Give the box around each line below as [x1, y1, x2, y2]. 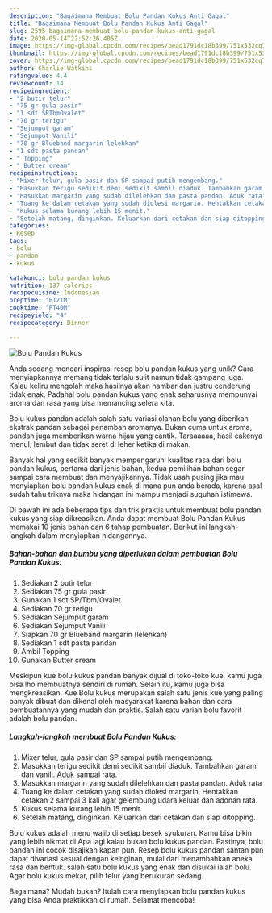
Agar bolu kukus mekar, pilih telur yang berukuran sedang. [9, 870, 204, 880]
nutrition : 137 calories [9, 281, 93, 290]
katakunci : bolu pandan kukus [9, 273, 111, 282]
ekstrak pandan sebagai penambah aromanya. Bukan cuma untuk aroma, [9, 422, 253, 431]
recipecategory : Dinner [9, 319, 90, 327]
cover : [9, 57, 31, 65]
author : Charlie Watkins [9, 65, 93, 73]
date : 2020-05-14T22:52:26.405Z [9, 34, 118, 43]
